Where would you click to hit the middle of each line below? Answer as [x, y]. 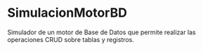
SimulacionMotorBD [67, 13]
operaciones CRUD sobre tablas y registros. [71, 39]
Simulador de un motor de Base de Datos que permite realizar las [101, 32]
